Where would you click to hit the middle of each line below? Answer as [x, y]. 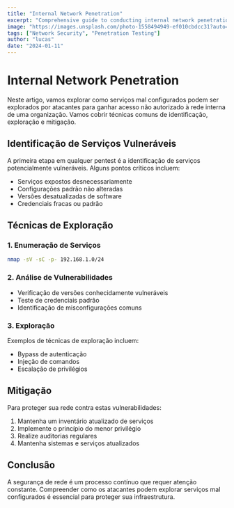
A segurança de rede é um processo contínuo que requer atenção [102, 482]
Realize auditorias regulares [57, 436]
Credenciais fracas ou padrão [60, 203]
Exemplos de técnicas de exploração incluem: [73, 340]
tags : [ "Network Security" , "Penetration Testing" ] [84, 33]
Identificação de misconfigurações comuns [79, 308]
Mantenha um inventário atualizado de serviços [85, 421]
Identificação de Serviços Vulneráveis [92, 144]
